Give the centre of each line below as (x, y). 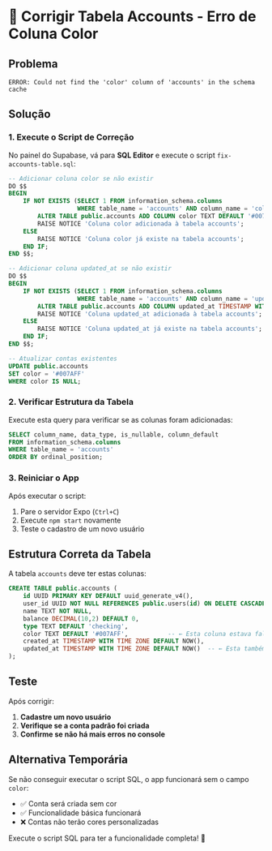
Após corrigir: (31, 701)
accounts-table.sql (41, 164)
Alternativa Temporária (68, 760)
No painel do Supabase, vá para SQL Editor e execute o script (112, 155)
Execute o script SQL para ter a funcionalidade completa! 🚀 (107, 838)
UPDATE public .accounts (49, 366)
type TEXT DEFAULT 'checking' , (76, 626)
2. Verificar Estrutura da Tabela (71, 402)
